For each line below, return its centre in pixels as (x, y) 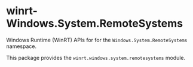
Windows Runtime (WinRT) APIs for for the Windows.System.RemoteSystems (97, 40)
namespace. (22, 46)
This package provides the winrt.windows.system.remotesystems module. (96, 58)
